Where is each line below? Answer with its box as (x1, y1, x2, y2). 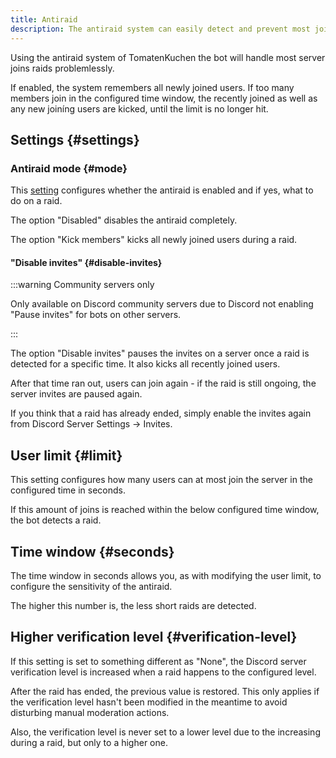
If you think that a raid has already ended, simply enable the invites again (10, 407, 312, 420)
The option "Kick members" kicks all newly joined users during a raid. (10, 234, 298, 246)
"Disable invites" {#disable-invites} (10, 256, 163, 268)
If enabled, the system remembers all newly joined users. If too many (10, 81, 295, 93)
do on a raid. (10, 195, 63, 207)
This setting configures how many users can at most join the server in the (10, 474, 313, 486)
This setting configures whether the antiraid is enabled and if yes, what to (10, 184, 314, 196)
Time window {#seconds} (10, 543, 175, 560)
